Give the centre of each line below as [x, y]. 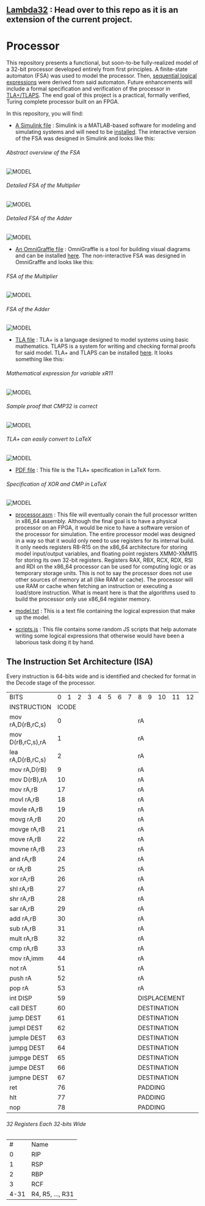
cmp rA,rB [24, 948]
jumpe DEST [27, 1067]
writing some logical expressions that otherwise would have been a [100, 636]
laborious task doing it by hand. [55, 642]
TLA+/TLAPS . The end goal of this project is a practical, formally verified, [98, 95]
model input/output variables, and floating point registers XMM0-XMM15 [106, 554]
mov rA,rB [24, 789]
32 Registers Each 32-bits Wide [46, 1123]
